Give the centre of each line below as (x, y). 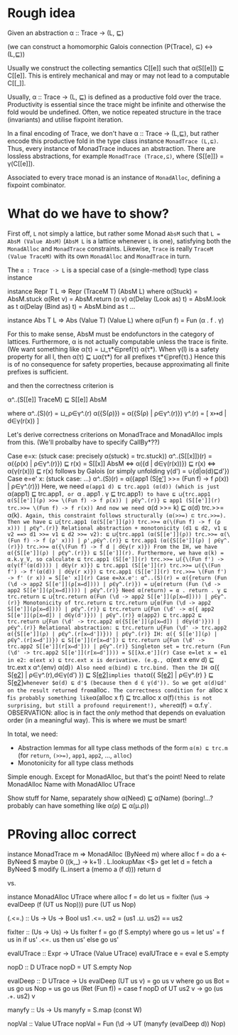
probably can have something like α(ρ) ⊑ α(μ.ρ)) (78, 805)
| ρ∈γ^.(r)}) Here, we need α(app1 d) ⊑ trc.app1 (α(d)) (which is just (114, 486)
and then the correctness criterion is (61, 385)
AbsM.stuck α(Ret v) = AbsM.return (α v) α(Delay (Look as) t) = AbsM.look (117, 299)
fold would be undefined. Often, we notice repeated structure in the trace (114, 112)
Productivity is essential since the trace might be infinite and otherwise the (117, 104)
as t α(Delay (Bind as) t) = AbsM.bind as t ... (71, 306)
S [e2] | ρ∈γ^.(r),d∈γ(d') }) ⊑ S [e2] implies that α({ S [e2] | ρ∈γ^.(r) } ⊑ (111, 675)
